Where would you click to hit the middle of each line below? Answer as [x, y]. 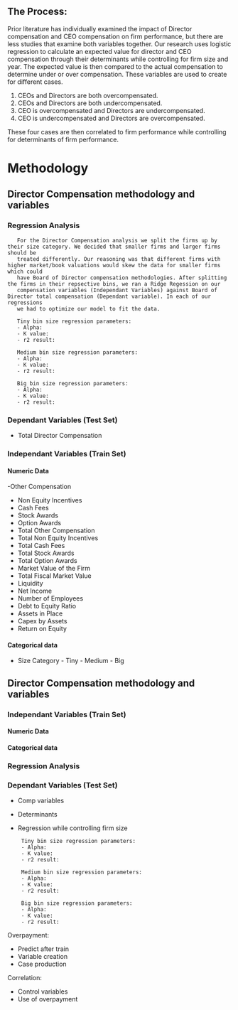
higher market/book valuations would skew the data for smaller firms [114, 265]
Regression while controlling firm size [72, 828]
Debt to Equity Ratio [47, 606]
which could [25, 272]
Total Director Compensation [60, 435]
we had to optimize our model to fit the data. [88, 308]
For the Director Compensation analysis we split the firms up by [117, 240]
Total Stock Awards [46, 553]
